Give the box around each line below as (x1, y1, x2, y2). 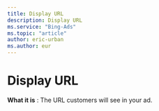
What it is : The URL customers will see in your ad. (7, 96, 153, 104)
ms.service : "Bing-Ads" (7, 23, 77, 30)
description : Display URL (7, 17, 82, 24)
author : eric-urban (7, 36, 64, 43)
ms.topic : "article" (7, 29, 68, 37)
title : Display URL (7, 10, 64, 17)
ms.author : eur (7, 43, 52, 50)
